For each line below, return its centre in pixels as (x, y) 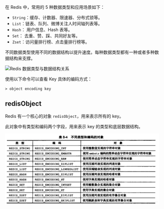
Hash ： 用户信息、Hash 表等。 (42, 30)
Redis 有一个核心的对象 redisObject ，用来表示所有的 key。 (64, 116)
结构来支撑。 (22, 58)
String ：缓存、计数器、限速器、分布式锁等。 (57, 18)
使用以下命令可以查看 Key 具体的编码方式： (49, 79)
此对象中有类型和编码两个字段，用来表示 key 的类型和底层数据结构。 (74, 126)
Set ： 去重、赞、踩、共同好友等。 (46, 36)
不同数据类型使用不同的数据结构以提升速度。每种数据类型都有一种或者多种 (80, 52)
